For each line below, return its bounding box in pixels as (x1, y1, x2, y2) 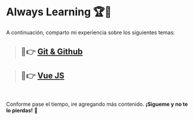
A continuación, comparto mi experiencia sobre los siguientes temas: (6, 28, 175, 36)
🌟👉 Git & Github (20, 47, 83, 57)
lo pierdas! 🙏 (6, 107, 38, 114)
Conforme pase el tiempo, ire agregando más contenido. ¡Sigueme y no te (6, 100, 188, 108)
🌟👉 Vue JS (20, 70, 65, 80)
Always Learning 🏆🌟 (6, 5, 112, 19)
